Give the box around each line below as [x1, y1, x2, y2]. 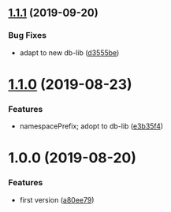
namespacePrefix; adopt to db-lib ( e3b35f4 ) [19, 121, 164, 131]
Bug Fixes [8, 30, 47, 41]
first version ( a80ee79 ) [19, 195, 95, 204]
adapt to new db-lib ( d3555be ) [19, 47, 120, 58]
